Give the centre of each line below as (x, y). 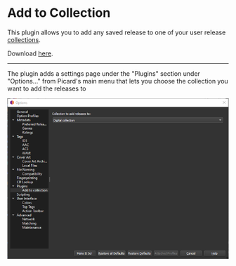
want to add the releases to (47, 88)
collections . (24, 39)
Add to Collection (59, 13)
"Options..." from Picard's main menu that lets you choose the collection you (118, 81)
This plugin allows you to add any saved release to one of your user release (117, 32)
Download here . (30, 53)
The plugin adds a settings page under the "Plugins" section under (104, 73)
